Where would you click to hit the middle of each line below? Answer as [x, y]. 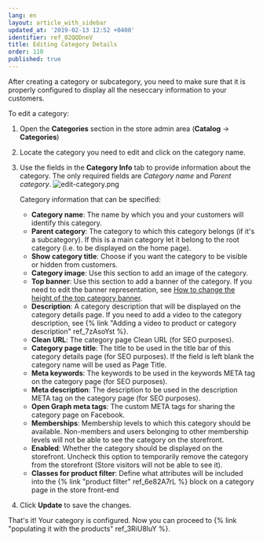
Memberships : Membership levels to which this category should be [141, 423]
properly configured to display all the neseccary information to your [117, 90]
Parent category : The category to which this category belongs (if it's [143, 231]
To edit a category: [38, 113]
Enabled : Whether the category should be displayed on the [127, 448]
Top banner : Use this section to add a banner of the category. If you [142, 281]
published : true [35, 60]
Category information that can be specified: [90, 199]
